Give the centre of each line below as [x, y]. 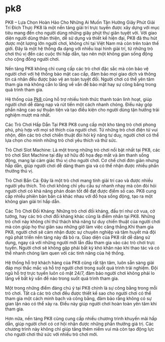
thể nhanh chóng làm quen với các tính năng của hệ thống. [65, 253]
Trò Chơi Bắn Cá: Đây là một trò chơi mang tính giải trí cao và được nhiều [79, 180]
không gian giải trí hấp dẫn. [33, 201]
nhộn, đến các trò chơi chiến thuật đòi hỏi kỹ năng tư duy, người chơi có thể [82, 135]
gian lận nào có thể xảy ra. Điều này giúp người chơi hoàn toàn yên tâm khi [81, 303]
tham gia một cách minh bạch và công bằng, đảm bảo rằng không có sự [79, 298]
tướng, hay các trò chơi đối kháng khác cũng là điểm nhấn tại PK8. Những [80, 216]
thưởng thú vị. [19, 171]
